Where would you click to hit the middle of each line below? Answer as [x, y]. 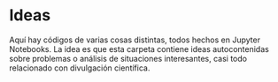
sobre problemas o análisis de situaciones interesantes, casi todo [128, 58]
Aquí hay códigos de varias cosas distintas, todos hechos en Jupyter [135, 40]
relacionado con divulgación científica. [80, 68]
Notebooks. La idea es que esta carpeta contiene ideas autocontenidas [139, 48]
